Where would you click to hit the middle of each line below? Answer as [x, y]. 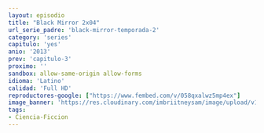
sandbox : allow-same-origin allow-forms [75, 74]
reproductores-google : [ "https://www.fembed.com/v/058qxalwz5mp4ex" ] [125, 95]
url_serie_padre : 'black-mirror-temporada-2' [84, 30]
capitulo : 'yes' [35, 45]
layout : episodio [37, 15]
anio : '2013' [29, 52]
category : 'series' [40, 37]
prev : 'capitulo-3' [40, 59]
